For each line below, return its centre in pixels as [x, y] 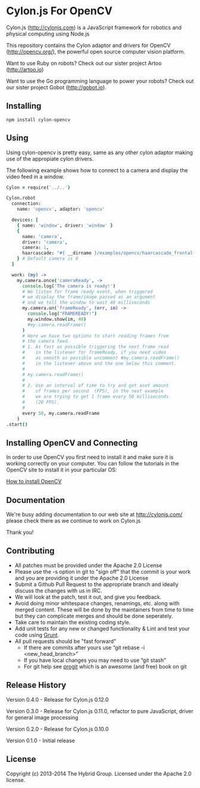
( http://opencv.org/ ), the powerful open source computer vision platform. [96, 51]
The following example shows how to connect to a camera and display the [97, 170]
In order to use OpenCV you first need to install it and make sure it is [90, 457]
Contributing [30, 551]
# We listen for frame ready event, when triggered [87, 292]
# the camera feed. [46, 341]
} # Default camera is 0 [48, 259]
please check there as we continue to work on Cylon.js [74, 521]
